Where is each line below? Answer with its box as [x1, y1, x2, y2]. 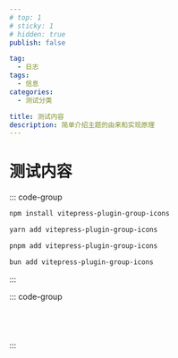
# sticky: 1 [9, 21, 54, 30]
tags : [9, 71, 30, 81]
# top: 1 [9, 13, 42, 22]
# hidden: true [9, 30, 66, 38]
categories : [9, 87, 54, 97]
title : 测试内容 [9, 112, 64, 121]
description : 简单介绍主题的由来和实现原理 [9, 120, 155, 130]
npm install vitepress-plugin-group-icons [9, 209, 170, 218]
